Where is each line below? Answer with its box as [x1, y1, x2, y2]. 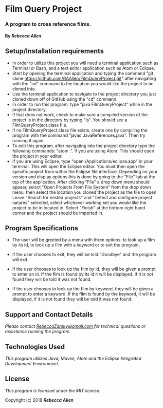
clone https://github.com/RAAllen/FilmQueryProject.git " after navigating [12, 75, 156, 81]
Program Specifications [5, 224, 79, 232]
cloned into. [12, 86, 36, 92]
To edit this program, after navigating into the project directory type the [12, 143, 155, 148]
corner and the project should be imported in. [12, 210, 104, 216]
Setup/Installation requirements [5, 47, 104, 56]
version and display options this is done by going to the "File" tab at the [12, 174, 156, 180]
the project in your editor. [12, 153, 63, 159]
